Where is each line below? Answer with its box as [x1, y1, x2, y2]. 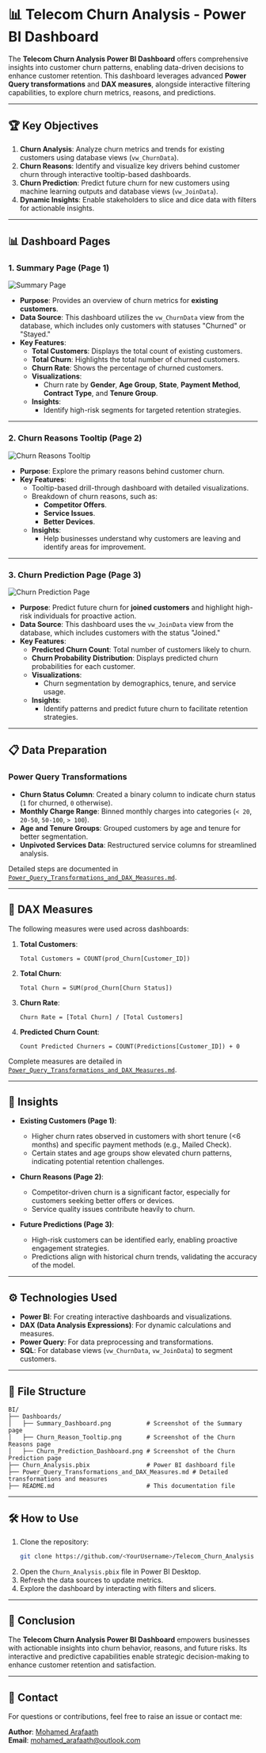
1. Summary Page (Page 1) [8, 263, 109, 274]
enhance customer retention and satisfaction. [8, 1660, 157, 1670]
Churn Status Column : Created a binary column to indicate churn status [19, 790, 256, 799]
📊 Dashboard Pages [8, 235, 111, 248]
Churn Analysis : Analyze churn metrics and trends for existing [19, 144, 225, 154]
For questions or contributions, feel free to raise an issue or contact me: [8, 1712, 243, 1721]
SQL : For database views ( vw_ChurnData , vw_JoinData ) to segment [19, 1346, 233, 1355]
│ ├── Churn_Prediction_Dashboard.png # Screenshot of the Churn [8, 1447, 236, 1455]
